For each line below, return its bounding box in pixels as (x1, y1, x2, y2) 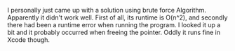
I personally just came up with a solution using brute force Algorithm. (7, 6, 207, 14)
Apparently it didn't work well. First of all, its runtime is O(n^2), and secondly (7, 13, 228, 22)
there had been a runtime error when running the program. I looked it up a (7, 21, 221, 29)
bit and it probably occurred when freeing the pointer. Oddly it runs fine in (7, 28, 221, 36)
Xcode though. (7, 36, 51, 44)
